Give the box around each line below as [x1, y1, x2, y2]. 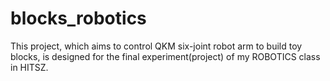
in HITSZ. [10, 61, 49, 73]
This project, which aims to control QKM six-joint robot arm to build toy [10, 40, 303, 52]
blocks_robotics [10, 7, 147, 30]
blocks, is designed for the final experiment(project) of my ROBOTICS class [10, 50, 321, 62]
